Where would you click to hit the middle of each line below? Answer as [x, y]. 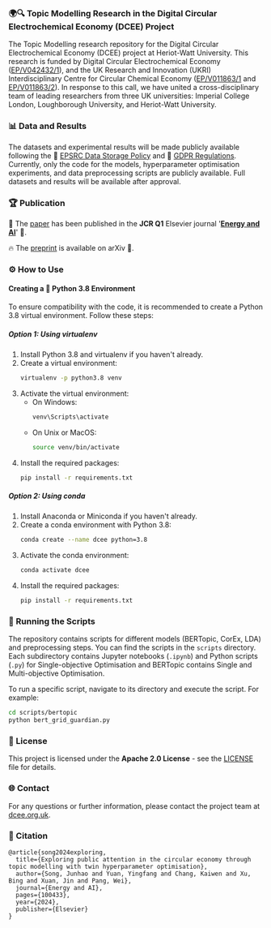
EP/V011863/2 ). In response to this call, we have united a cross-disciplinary [134, 88]
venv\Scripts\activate [70, 417]
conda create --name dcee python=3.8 [84, 540]
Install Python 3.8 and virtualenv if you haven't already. [112, 354]
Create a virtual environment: [68, 363]
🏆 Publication [37, 203]
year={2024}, [38, 902]
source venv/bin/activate [76, 447]
